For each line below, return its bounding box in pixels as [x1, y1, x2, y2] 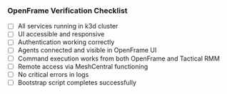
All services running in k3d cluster [17, 22, 118, 31]
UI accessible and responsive [17, 30, 105, 38]
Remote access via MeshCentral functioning [17, 62, 148, 70]
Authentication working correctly [17, 38, 115, 46]
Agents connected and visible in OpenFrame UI [17, 46, 157, 55]
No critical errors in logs [17, 70, 89, 78]
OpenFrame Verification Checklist [7, 6, 128, 16]
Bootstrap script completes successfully [17, 78, 137, 87]
